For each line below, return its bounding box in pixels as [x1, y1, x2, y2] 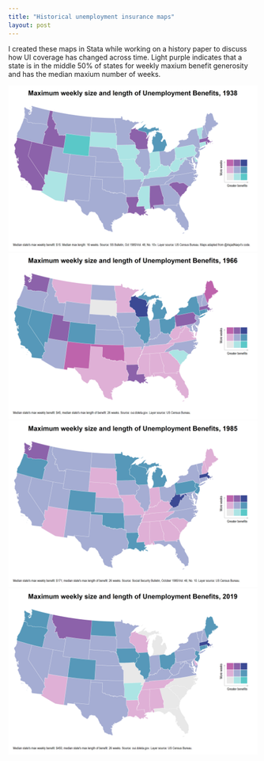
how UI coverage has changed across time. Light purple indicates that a [8, 52, 243, 62]
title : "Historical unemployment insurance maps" [8, 13, 175, 21]
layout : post [8, 21, 51, 29]
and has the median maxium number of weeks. [8, 69, 161, 78]
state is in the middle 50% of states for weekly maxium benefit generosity [8, 60, 249, 71]
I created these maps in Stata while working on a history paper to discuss [8, 44, 247, 53]
